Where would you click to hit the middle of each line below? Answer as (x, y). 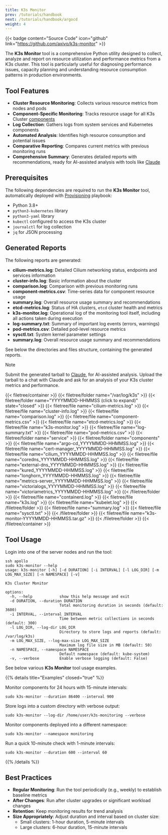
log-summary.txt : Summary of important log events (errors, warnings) (86, 323)
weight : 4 (16, 24)
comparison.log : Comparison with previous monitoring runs (75, 286)
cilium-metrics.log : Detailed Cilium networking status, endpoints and (85, 270)
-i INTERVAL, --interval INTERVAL (46, 614)
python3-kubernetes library (40, 211)
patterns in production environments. (44, 75)
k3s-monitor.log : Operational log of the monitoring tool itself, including (86, 313)
